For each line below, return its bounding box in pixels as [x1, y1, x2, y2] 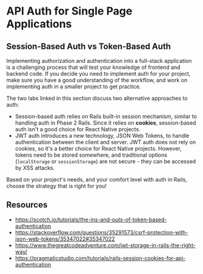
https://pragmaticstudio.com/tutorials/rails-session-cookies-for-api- [15, 254, 186, 261]
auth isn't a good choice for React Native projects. [15, 126, 141, 132]
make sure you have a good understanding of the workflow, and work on [6, 77, 188, 83]
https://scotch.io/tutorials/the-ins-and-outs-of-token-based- [15, 216, 167, 223]
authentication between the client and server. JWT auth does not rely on [15, 139, 196, 146]
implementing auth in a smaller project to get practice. [6, 83, 141, 90]
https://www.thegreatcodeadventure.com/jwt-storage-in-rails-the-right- [15, 241, 196, 249]
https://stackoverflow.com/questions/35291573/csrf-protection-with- [15, 229, 188, 236]
